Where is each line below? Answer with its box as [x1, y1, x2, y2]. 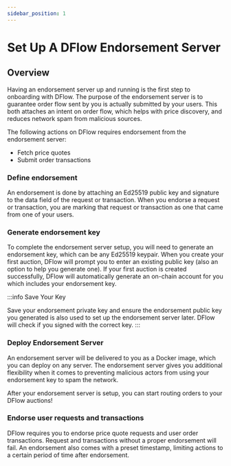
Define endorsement [7, 173, 78, 182]
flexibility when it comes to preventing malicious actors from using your [7, 368, 210, 377]
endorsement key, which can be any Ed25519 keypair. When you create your [7, 250, 224, 258]
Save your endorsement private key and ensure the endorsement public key [7, 307, 222, 315]
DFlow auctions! [7, 396, 53, 404]
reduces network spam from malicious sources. [7, 114, 142, 122]
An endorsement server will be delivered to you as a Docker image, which [7, 353, 217, 362]
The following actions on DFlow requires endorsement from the [7, 128, 187, 136]
